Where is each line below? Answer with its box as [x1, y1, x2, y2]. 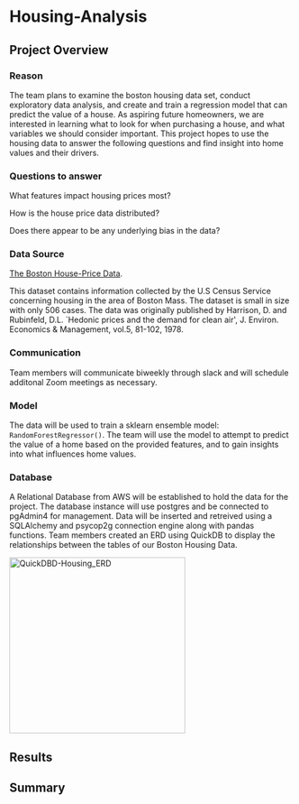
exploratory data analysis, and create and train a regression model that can [9, 99, 288, 110]
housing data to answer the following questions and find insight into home [9, 137, 284, 148]
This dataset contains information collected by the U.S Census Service [9, 286, 272, 297]
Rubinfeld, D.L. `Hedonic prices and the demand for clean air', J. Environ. [9, 314, 279, 326]
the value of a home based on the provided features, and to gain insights [9, 439, 279, 450]
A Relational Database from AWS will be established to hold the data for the [9, 492, 289, 503]
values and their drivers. [9, 147, 99, 158]
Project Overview [9, 42, 109, 58]
